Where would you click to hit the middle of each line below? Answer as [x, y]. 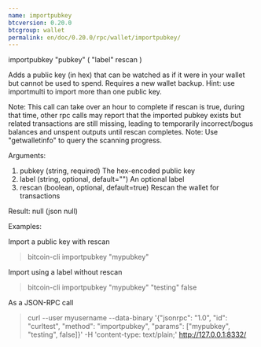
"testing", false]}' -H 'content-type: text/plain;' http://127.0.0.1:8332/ [137, 334]
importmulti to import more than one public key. [85, 92]
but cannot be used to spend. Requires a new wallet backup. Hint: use [121, 83]
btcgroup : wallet [37, 30]
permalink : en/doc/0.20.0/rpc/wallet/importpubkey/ [94, 37]
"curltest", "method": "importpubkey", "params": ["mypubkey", [129, 327]
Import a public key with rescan [59, 242]
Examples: [25, 227]
